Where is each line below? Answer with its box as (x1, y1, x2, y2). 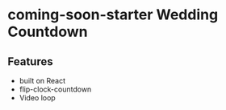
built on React (19, 76, 66, 85)
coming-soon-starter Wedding (7, 6, 219, 24)
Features (7, 55, 53, 68)
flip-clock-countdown (19, 84, 92, 94)
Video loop (19, 93, 56, 102)
